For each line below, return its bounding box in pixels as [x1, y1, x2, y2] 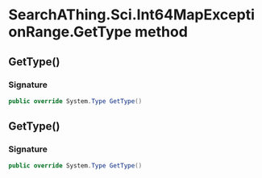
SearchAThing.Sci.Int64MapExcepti [8, 6, 256, 24]
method [134, 23, 188, 41]
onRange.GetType [8, 23, 132, 41]
